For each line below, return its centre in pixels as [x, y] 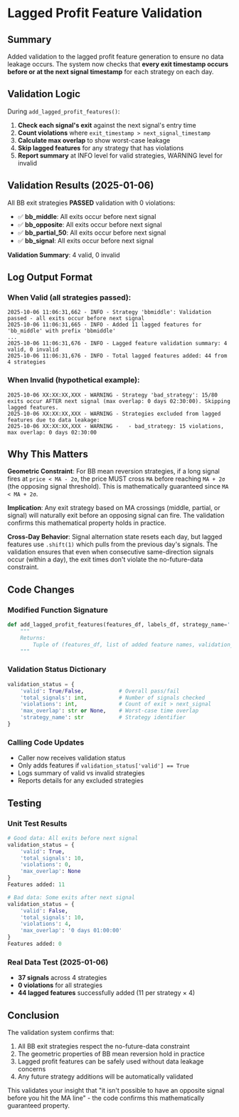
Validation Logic [44, 94]
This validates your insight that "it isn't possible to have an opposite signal [116, 1090]
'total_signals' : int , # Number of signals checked [112, 698]
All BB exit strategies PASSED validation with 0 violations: [91, 203]
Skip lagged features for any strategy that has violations [101, 148]
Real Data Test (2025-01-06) [58, 962]
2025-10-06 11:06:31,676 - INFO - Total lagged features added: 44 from [117, 356]
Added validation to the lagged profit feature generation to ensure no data [116, 56]
